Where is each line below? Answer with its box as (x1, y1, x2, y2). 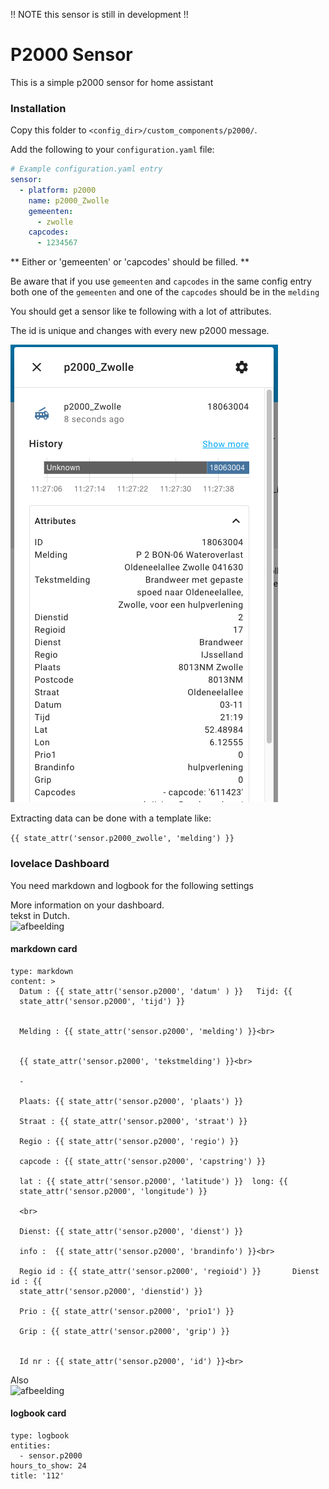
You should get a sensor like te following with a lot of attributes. (10, 305, 272, 318)
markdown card (10, 943, 78, 955)
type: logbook (10, 1430, 70, 1441)
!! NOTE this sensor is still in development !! (10, 9, 189, 20)
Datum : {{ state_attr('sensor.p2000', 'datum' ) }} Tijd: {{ (19, 986, 293, 996)
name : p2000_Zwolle (28, 195, 110, 206)
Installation (10, 101, 67, 115)
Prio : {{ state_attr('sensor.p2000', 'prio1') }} (19, 1306, 235, 1316)
